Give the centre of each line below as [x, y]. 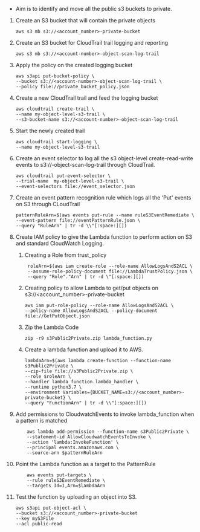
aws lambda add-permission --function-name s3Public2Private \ [108, 432]
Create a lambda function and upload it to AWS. [84, 349]
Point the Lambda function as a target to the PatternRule [85, 464]
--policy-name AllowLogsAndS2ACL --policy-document [91, 311]
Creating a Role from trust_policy [66, 255]
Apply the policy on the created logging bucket [74, 65]
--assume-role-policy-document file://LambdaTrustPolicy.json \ [110, 271]
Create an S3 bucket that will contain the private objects [85, 20]
